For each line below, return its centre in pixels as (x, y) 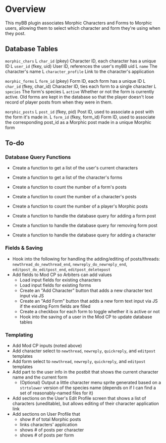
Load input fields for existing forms (55, 285)
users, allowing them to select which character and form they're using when (83, 28)
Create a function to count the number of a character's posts (74, 197)
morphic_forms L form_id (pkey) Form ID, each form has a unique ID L (75, 81)
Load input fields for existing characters (60, 280)
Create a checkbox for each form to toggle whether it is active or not (90, 311)
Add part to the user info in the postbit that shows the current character (85, 372)
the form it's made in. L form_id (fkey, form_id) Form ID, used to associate (80, 117)
